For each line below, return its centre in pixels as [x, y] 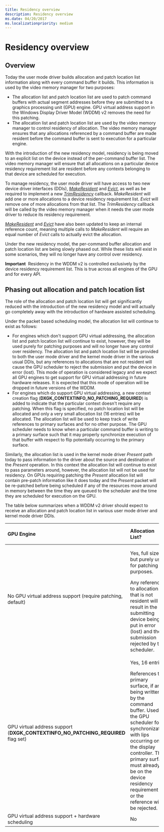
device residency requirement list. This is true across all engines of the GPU [81, 269]
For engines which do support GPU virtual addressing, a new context [82, 393]
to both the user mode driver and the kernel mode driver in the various [83, 357]
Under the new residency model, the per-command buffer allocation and [78, 244]
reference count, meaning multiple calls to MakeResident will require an [77, 229]
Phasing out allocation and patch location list [75, 290]
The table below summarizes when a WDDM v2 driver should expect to [77, 505]
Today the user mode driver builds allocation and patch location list [73, 77]
